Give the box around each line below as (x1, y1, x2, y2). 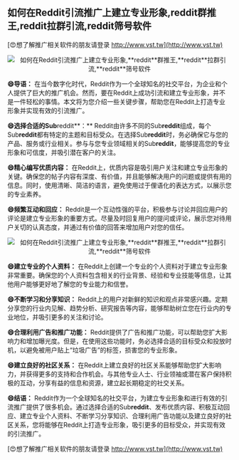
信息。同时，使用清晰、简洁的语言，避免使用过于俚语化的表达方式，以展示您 (7, 181, 232, 189)
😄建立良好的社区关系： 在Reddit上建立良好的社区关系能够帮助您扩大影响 (7, 360, 222, 369)
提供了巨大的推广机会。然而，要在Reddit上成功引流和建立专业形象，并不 (13, 88, 226, 97)
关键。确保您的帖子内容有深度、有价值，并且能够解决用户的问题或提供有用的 (7, 172, 232, 180)
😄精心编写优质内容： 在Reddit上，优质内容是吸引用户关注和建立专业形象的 (7, 163, 228, 172)
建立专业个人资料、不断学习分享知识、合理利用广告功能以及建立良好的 (19, 412, 225, 420)
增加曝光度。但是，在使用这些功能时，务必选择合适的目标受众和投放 (26, 337, 225, 345)
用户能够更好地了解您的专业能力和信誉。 (13, 280, 132, 288)
